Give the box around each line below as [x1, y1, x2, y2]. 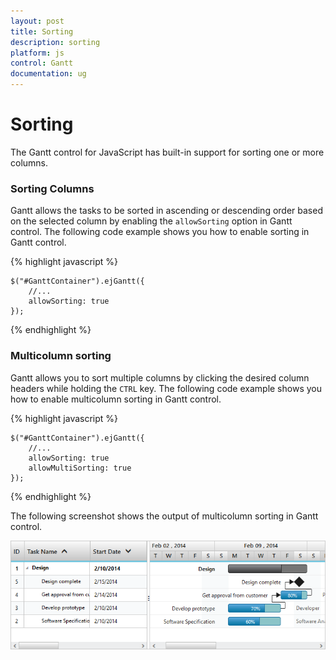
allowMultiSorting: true [28, 463, 132, 473]
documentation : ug [10, 69, 87, 79]
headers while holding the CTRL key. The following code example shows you [10, 382, 322, 394]
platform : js [10, 48, 65, 58]
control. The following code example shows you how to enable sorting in [10, 226, 310, 238]
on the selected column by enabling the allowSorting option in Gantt [10, 215, 293, 227]
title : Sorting [10, 26, 74, 37]
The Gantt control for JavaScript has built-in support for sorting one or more [10, 146, 325, 158]
